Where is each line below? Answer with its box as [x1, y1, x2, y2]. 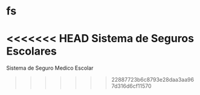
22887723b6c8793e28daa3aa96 [111, 76, 195, 84]
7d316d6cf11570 [111, 82, 152, 90]
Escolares [6, 44, 57, 58]
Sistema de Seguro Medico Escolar [6, 64, 94, 72]
